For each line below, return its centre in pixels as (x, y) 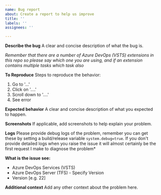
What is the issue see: (28, 158)
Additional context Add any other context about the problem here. (72, 187)
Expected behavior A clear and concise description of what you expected (79, 109)
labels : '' (16, 23)
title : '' (15, 18)
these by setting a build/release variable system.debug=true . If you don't (77, 139)
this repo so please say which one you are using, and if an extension (74, 60)
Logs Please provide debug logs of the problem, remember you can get (76, 133)
